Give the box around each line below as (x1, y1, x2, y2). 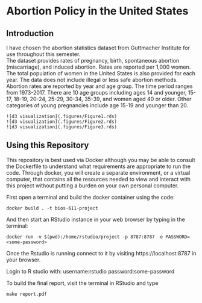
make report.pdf (6, 291, 47, 297)
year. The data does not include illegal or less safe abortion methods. (6, 77, 178, 83)
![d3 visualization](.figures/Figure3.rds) (6, 124, 118, 130)
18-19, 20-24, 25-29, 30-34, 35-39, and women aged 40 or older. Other (13, 95, 192, 102)
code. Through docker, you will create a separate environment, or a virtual (6, 169, 191, 176)
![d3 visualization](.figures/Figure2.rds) (6, 119, 118, 125)
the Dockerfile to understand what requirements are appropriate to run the (6, 163, 191, 170)
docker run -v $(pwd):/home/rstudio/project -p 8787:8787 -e (6, 234, 163, 240)
